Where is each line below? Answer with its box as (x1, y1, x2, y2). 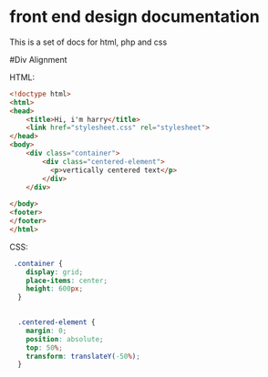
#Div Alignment (9, 54, 67, 65)
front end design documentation (9, 6, 260, 27)
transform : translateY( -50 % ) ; (26, 352, 141, 361)
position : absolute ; (26, 334, 104, 343)
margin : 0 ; (26, 326, 67, 335)
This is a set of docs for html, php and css (9, 36, 168, 47)
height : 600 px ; (26, 284, 84, 293)
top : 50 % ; (26, 343, 64, 352)
